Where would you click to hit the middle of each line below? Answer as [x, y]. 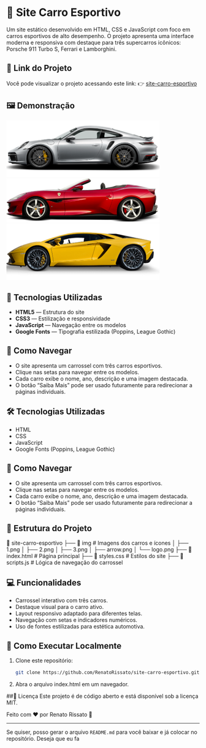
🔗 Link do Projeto [39, 68]
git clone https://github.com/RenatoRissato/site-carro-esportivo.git [107, 672]
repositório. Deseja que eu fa [43, 738]
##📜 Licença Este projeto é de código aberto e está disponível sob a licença [102, 696]
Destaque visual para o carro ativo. [59, 607]
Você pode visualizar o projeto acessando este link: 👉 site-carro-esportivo [102, 83]
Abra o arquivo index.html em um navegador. [72, 684]
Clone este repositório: [44, 660]
